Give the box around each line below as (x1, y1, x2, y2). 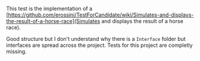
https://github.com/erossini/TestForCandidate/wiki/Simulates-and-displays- (8, 11, 194, 18)
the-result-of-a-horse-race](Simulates (6, 18, 101, 24)
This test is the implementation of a (6, 5, 93, 12)
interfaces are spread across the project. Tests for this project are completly (6, 41, 193, 49)
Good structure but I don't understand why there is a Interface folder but (6, 36, 186, 42)
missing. (6, 48, 27, 55)
